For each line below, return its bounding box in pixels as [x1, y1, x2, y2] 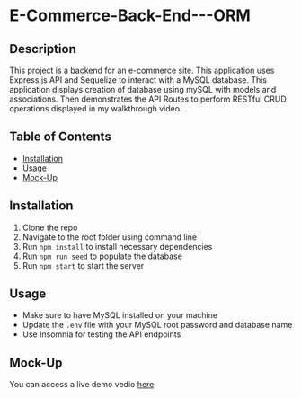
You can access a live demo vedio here [9, 379, 155, 390]
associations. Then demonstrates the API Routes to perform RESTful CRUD [9, 93, 288, 104]
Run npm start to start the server [22, 260, 145, 270]
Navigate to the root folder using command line [22, 231, 198, 243]
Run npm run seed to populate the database [22, 251, 182, 261]
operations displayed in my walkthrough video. [9, 103, 182, 113]
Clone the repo [22, 222, 78, 233]
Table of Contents [9, 129, 112, 145]
